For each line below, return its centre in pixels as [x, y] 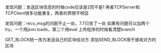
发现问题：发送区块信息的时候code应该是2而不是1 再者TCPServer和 [72, 7]
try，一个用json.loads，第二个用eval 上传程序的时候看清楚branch [70, 29]
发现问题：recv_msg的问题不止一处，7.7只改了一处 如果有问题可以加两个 [77, 23]
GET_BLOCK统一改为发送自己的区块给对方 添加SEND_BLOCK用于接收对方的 [81, 40]
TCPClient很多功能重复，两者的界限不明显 [47, 13]
